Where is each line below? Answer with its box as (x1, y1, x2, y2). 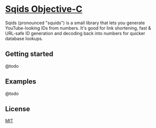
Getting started (5, 50, 54, 58)
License (5, 105, 30, 113)
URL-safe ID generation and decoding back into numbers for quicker (5, 30, 146, 36)
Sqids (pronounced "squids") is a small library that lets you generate (5, 20, 145, 26)
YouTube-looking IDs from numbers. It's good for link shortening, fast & (5, 25, 152, 31)
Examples (5, 78, 36, 86)
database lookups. (5, 36, 43, 42)
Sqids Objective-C (5, 3, 83, 15)
